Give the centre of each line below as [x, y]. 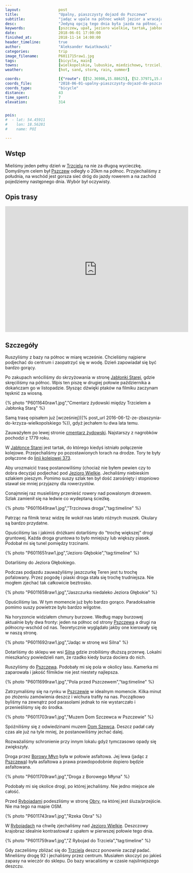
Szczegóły [22, 345]
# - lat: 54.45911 [25, 120]
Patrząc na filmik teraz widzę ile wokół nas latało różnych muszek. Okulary [81, 518]
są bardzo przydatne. [27, 523]
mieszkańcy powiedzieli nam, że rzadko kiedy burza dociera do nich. [76, 657]
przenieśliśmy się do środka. [34, 707]
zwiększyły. [17, 747]
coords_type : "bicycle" [42, 88]
